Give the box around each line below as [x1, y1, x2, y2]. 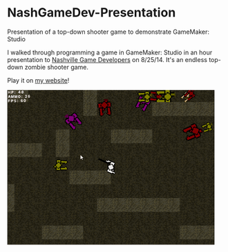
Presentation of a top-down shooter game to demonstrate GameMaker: [7, 28, 209, 36]
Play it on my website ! [7, 76, 70, 84]
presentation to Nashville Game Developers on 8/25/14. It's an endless [7, 55, 207, 63]
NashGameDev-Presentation [7, 5, 176, 21]
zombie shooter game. [24, 63, 88, 71]
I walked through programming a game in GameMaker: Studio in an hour [7, 48, 213, 56]
